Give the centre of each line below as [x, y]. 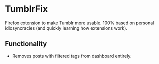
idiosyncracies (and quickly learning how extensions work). [66, 28]
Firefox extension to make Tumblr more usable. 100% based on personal [79, 23]
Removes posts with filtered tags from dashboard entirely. [72, 56]
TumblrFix [26, 9]
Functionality [26, 44]
